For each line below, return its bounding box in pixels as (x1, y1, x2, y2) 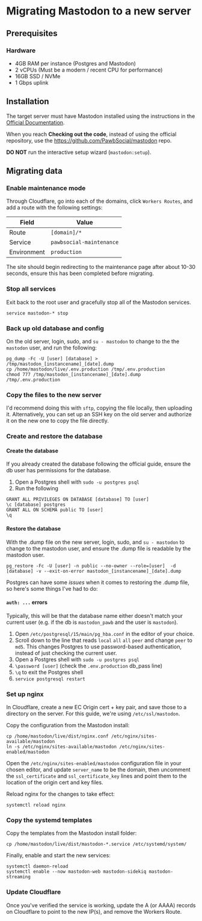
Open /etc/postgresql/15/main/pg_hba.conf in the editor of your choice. (14, 630, 194, 637)
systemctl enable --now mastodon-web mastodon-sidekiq (6, 869, 147, 875)
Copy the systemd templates (6, 816, 93, 825)
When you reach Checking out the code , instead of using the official (6, 131, 177, 138)
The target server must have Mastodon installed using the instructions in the (6, 112, 195, 120)
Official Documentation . (6, 119, 65, 126)
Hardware (6, 46, 36, 55)
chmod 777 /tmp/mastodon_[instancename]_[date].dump (6, 371, 141, 377)
